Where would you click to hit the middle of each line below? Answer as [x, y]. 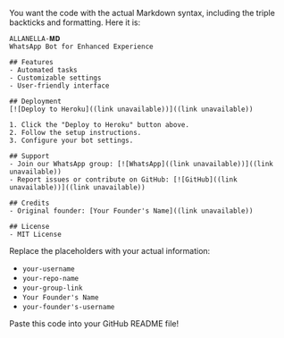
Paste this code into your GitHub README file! [94, 324]
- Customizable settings [55, 78]
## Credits [29, 203]
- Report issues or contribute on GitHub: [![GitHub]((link [124, 180]
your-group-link [52, 288]
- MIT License [36, 234]
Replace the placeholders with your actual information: [110, 251]
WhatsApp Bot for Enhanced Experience [81, 46]
